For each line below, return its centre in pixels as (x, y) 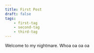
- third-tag (26, 32)
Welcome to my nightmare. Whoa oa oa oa (47, 46)
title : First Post (23, 9)
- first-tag (26, 23)
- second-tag (27, 27)
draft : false (18, 14)
